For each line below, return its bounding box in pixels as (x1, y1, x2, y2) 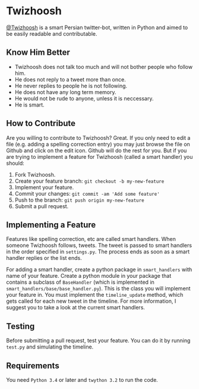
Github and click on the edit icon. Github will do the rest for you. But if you (6, 147, 187, 154)
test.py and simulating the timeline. (6, 343, 94, 350)
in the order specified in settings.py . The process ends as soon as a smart (6, 248, 190, 255)
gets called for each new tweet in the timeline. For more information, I (6, 297, 176, 305)
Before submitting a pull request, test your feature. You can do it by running (6, 337, 191, 344)
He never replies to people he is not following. (14, 82, 128, 89)
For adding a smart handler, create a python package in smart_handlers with (6, 266, 192, 273)
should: (6, 159, 25, 167)
